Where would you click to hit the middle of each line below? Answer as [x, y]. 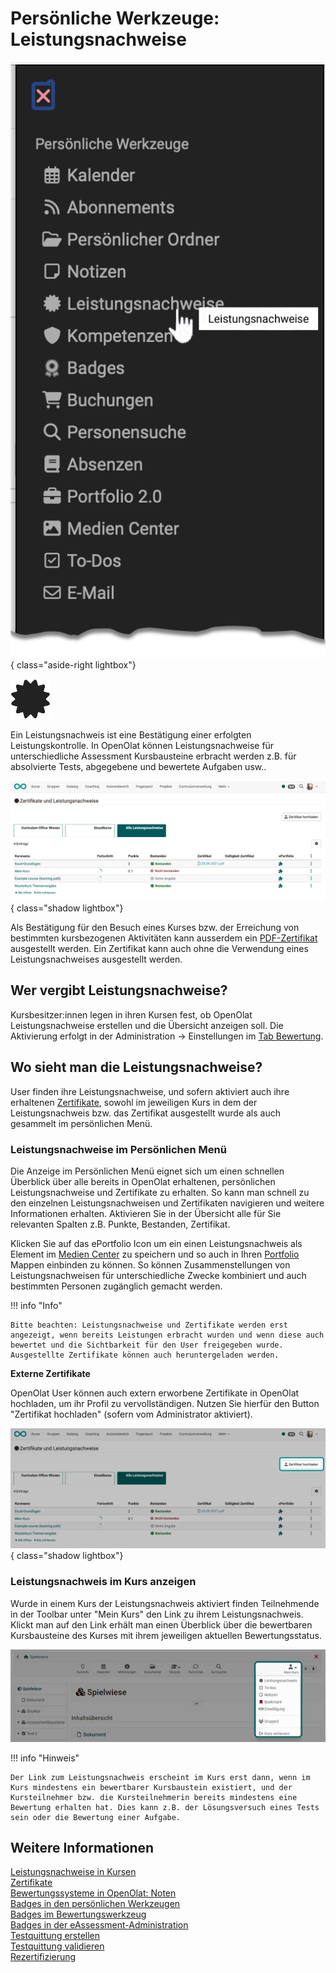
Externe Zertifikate [50, 1373]
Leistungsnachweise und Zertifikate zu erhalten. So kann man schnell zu [160, 1192]
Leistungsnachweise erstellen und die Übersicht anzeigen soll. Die [147, 1025]
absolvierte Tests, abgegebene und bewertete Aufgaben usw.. [138, 766]
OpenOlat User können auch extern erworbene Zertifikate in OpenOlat [155, 1393]
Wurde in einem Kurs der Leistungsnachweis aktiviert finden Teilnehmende [165, 1603]
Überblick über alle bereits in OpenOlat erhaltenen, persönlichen [143, 1181]
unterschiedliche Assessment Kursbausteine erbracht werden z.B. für [153, 756]
